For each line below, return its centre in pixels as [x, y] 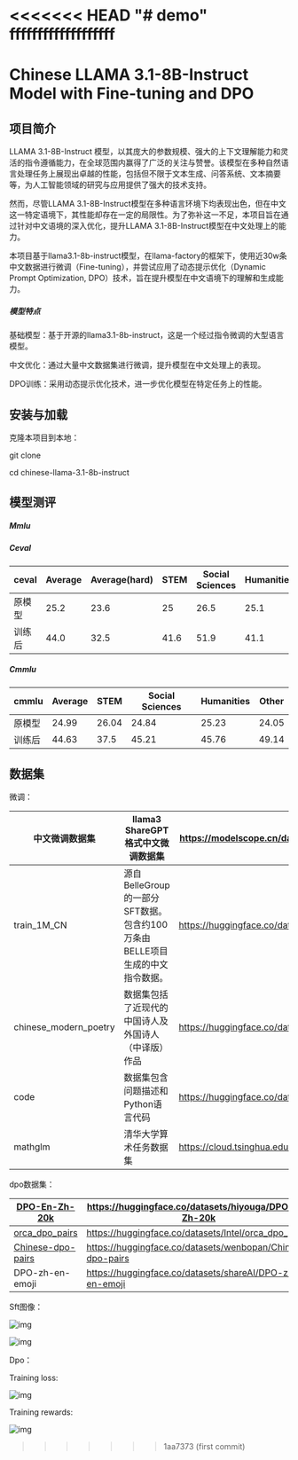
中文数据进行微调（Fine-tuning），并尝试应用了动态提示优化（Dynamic [137, 267]
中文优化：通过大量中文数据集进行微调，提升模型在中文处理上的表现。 [137, 365]
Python [138, 1104]
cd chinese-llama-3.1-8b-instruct [70, 472]
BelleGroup [147, 885]
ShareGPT [147, 830]
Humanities [226, 701]
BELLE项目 [146, 952]
